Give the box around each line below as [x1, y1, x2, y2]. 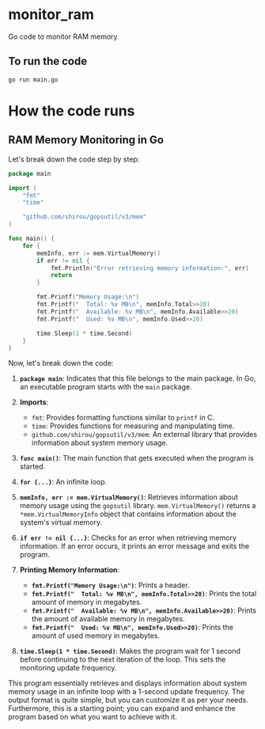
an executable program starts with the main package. [19, 382, 192, 392]
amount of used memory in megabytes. [31, 631, 161, 640]
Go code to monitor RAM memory [8, 32, 118, 41]
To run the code [8, 55, 88, 68]
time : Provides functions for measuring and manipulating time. [31, 421, 235, 431]
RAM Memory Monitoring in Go [8, 133, 165, 147]
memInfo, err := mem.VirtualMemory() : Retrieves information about [19, 492, 239, 502]
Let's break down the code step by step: [8, 154, 140, 164]
